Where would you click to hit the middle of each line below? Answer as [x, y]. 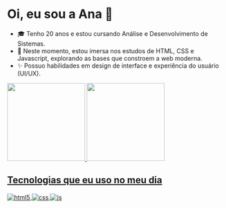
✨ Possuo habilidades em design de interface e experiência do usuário [118, 66]
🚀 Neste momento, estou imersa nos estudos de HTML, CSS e [106, 50]
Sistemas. [31, 44]
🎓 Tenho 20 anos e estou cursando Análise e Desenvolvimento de [113, 33]
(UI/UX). [29, 73]
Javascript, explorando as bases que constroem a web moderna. [110, 58]
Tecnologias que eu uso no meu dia [85, 180]
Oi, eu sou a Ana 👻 [60, 14]
